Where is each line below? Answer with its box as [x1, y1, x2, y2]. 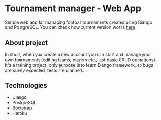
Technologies [5, 81, 48, 90]
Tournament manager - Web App [5, 3, 141, 14]
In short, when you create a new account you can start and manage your [5, 51, 151, 57]
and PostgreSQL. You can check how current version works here [5, 24, 136, 30]
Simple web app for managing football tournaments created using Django [5, 19, 153, 25]
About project [5, 39, 48, 47]
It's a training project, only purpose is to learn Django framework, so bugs [5, 62, 154, 68]
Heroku [12, 110, 27, 116]
